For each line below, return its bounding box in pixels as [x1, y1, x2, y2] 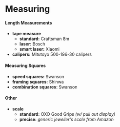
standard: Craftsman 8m [19, 36, 70, 42]
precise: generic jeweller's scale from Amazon [19, 116, 114, 122]
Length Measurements [5, 20, 52, 25]
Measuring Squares [5, 63, 46, 68]
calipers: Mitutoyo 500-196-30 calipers [12, 51, 92, 57]
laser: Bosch [19, 41, 45, 47]
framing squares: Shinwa [12, 79, 64, 85]
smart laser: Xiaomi [19, 46, 60, 52]
